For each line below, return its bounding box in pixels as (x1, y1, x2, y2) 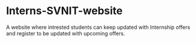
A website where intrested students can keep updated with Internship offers (6, 24, 190, 31)
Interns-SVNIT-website (6, 4, 123, 18)
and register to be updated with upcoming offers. (6, 29, 125, 37)
